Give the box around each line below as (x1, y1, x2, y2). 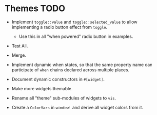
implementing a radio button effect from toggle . (11, 24, 108, 30)
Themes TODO (4, 3, 65, 14)
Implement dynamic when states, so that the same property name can (11, 62, 153, 67)
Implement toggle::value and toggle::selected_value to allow (11, 19, 137, 25)
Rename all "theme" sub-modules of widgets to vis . (11, 95, 116, 101)
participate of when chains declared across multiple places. (11, 66, 130, 73)
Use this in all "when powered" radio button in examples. (19, 33, 133, 39)
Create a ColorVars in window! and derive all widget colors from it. (11, 104, 143, 110)
